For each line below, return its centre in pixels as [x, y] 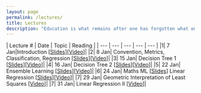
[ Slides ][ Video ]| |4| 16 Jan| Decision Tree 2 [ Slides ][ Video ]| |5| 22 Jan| [93, 65]
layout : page [22, 12]
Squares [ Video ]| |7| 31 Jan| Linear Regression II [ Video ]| [76, 84]
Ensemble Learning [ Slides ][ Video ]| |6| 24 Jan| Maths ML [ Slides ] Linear [96, 71]
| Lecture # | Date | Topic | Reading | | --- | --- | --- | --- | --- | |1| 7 [88, 46]
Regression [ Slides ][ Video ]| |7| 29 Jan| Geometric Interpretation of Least [96, 77]
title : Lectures [26, 23]
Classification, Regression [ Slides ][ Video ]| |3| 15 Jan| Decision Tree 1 [91, 58]
